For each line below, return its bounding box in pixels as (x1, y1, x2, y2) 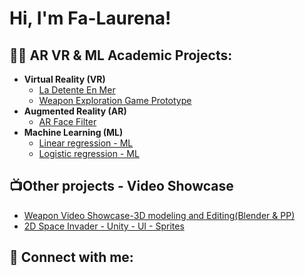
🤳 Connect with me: (9, 249, 134, 266)
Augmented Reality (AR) (23, 105, 127, 117)
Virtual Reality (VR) (23, 73, 106, 85)
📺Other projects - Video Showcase (9, 178, 234, 195)
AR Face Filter (38, 116, 97, 127)
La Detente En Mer (38, 84, 116, 96)
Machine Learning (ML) (23, 127, 124, 138)
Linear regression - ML (38, 137, 134, 149)
